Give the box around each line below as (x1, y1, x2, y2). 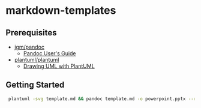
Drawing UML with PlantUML (23, 62, 95, 70)
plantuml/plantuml (14, 56, 59, 63)
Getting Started (5, 80, 65, 90)
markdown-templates (5, 4, 116, 17)
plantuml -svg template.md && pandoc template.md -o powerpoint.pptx (8, 95, 186, 102)
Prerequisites (5, 28, 57, 38)
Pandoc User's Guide (23, 50, 76, 57)
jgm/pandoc (14, 43, 44, 50)
